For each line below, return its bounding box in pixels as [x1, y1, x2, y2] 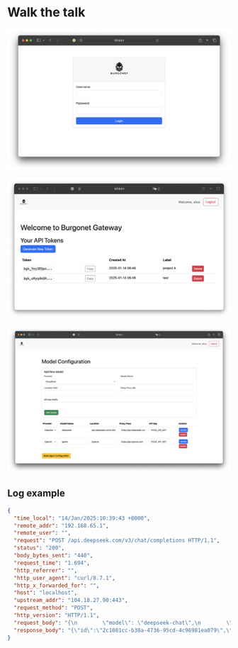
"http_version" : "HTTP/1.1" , [13, 612, 100, 619]
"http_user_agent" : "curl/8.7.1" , [13, 574, 115, 581]
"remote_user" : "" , [13, 530, 72, 537]
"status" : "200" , [13, 544, 65, 552]
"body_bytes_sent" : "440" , [13, 552, 93, 559]
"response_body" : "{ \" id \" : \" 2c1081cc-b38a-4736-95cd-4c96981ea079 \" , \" [13, 627, 233, 634]
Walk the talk [7, 4, 86, 21]
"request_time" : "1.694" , [13, 559, 91, 566]
